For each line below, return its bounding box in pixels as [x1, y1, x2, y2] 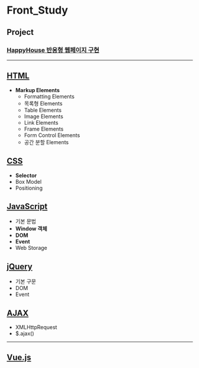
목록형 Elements [24, 100, 63, 107]
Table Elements [24, 106, 62, 113]
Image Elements [24, 113, 64, 120]
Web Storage [15, 245, 48, 252]
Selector [15, 172, 37, 179]
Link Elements [24, 119, 58, 126]
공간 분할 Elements [24, 138, 69, 145]
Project [6, 27, 34, 37]
